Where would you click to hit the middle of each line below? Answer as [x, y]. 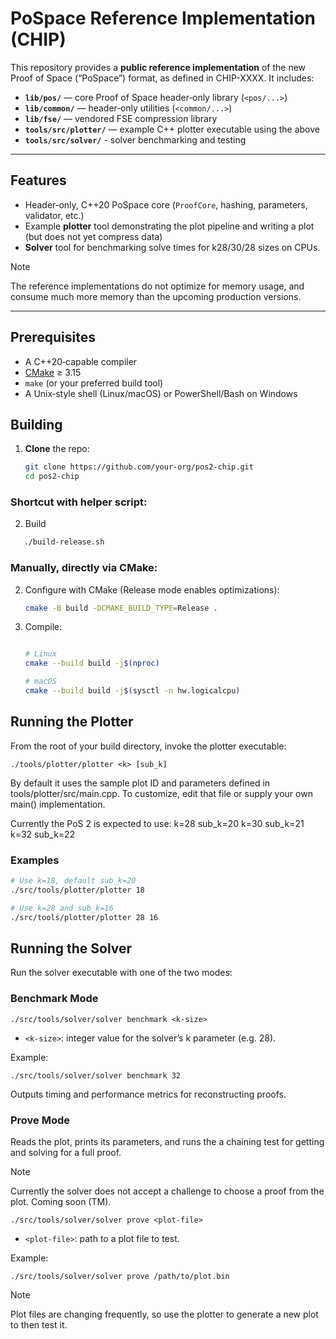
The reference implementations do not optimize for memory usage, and [157, 286]
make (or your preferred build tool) [94, 383]
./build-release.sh [64, 542]
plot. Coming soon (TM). [61, 1201]
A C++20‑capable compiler [81, 361]
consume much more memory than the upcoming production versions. [156, 296]
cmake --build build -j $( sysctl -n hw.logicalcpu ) [132, 691]
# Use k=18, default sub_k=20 [73, 881]
